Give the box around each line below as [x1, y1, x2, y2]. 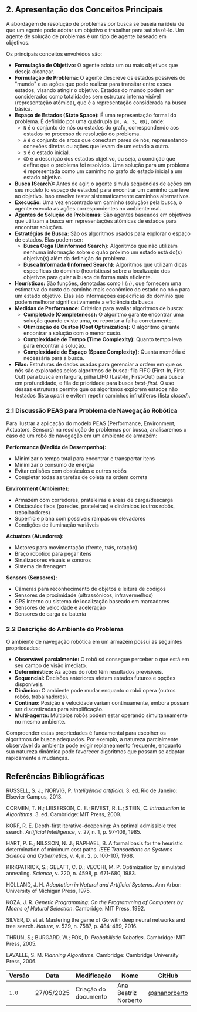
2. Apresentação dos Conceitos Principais [6, 5, 164, 15]
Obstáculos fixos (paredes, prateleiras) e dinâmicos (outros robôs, [14, 502, 175, 510]
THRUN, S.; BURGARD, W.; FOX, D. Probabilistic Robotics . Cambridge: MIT [6, 934, 186, 941]
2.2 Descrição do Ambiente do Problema [6, 625, 124, 633]
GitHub [158, 972, 178, 980]
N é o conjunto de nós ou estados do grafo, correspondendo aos [23, 124, 179, 131]
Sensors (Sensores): [6, 574, 57, 581]
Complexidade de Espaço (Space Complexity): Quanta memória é [23, 348, 186, 355]
